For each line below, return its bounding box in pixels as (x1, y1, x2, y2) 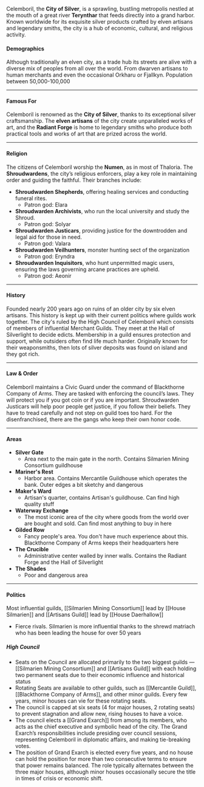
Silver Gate (15, 449, 44, 456)
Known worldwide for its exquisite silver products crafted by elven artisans (6, 18, 193, 25)
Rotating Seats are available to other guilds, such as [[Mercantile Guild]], (15, 684, 197, 692)
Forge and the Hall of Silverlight (24, 558, 103, 566)
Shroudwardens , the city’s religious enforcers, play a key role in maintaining (6, 170, 197, 177)
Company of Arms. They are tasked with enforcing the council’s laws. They (6, 390, 194, 397)
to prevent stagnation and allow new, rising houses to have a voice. (15, 710, 183, 718)
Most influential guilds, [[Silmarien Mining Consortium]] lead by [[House (6, 605, 186, 612)
